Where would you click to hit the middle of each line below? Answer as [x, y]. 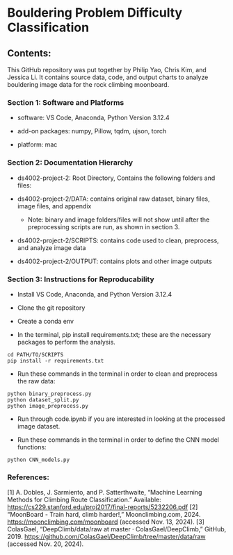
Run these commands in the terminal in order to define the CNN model [118, 440]
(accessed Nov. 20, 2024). [46, 544]
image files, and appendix [54, 206]
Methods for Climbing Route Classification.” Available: [84, 500]
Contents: [29, 53]
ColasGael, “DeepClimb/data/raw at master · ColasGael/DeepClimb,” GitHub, [117, 529]
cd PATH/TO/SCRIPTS [35, 355]
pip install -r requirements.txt [56, 361]
